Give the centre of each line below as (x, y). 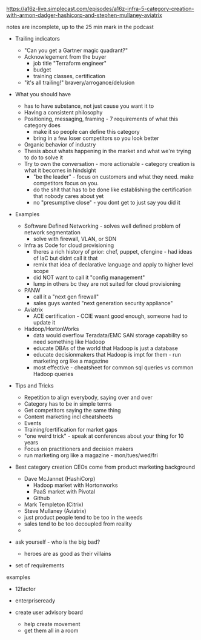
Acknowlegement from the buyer (65, 57)
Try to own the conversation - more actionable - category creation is (110, 164)
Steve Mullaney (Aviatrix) (55, 511)
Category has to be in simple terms (68, 404)
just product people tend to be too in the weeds (83, 517)
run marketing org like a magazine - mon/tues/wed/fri (91, 455)
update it (44, 322)
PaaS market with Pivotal (64, 492)
